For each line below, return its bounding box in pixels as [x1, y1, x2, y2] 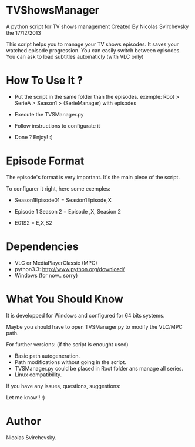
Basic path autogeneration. [14, 352, 80, 359]
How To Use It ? [6, 74, 83, 87]
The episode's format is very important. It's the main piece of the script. [6, 174, 180, 181]
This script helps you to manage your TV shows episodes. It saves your [6, 41, 179, 48]
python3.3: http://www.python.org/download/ [14, 265, 125, 272]
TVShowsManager [6, 4, 100, 17]
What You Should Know [6, 292, 123, 306]
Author [6, 414, 41, 428]
